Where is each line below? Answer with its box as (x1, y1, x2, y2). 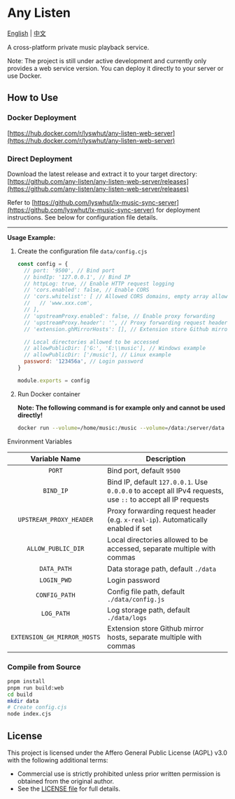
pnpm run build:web (7, 684, 64, 692)
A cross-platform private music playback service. (7, 43, 150, 51)
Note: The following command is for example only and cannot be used (17, 403, 226, 412)
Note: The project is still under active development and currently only (7, 56, 207, 65)
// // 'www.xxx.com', (24, 300, 93, 307)
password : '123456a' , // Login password (24, 358, 143, 365)
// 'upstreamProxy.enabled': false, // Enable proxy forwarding (24, 312, 215, 320)
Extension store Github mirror (107, 623, 204, 633)
